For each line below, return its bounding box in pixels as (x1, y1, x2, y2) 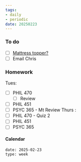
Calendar (5, 136, 25, 142)
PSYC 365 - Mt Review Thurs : (12, 107, 76, 113)
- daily (5, 12, 22, 17)
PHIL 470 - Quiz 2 (12, 112, 51, 119)
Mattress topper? (12, 50, 49, 56)
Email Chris (12, 55, 36, 61)
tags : (5, 7, 17, 13)
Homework (5, 68, 33, 75)
